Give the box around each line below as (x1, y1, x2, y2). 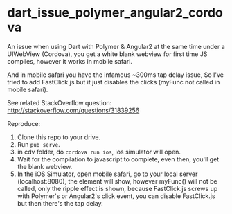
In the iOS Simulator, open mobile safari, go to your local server (17, 170, 198, 178)
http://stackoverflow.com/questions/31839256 (7, 106, 140, 114)
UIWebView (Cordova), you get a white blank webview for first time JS (7, 50, 208, 58)
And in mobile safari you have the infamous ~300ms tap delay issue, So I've (7, 71, 224, 79)
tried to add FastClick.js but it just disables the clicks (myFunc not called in (7, 78, 220, 86)
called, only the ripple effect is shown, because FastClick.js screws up (17, 184, 218, 193)
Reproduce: (7, 119, 41, 127)
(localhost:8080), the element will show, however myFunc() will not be (17, 177, 217, 185)
